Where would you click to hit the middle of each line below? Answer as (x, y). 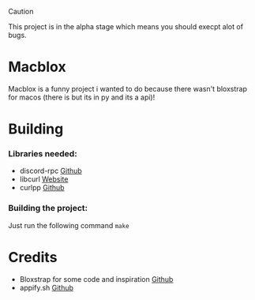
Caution (21, 11)
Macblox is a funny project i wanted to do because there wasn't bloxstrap (127, 88)
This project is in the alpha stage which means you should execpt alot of (126, 26)
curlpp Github (42, 188)
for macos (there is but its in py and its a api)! (82, 97)
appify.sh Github (46, 287)
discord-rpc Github (51, 171)
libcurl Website (44, 179)
